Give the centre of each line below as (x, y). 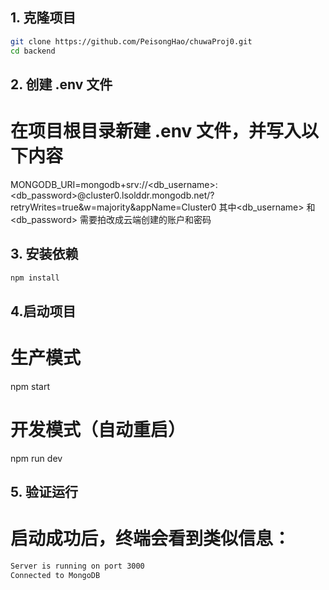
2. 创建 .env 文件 (61, 84)
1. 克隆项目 (43, 18)
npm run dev (36, 458)
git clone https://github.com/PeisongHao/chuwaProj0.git (131, 41)
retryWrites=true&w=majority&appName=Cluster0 (113, 207)
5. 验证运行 (44, 492)
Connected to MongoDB (55, 576)
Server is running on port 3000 (77, 566)
